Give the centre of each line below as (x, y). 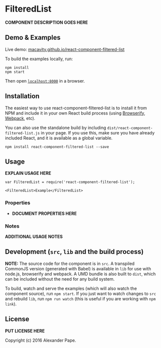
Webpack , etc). (20, 118)
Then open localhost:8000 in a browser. (45, 81)
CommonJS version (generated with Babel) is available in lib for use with (78, 268)
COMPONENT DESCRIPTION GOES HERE (46, 22)
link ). (11, 304)
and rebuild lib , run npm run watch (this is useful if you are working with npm (80, 298)
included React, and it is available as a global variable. (59, 138)
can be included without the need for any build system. (60, 279)
